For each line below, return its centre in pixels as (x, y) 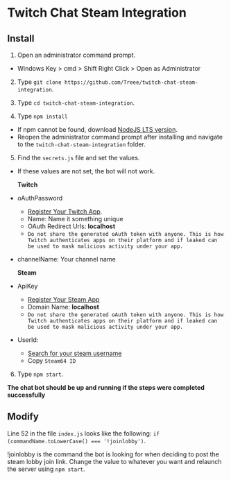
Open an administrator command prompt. (76, 55)
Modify (23, 417)
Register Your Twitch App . (65, 212)
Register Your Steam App (63, 299)
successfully (26, 395)
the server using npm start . (46, 469)
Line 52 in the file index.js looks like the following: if (83, 433)
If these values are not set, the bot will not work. (86, 171)
